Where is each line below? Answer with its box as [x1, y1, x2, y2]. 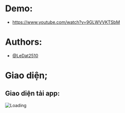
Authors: [5, 36, 42, 48]
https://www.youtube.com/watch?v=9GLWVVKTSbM [12, 19, 121, 25]
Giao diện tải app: [5, 89, 60, 98]
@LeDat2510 [12, 53, 38, 58]
